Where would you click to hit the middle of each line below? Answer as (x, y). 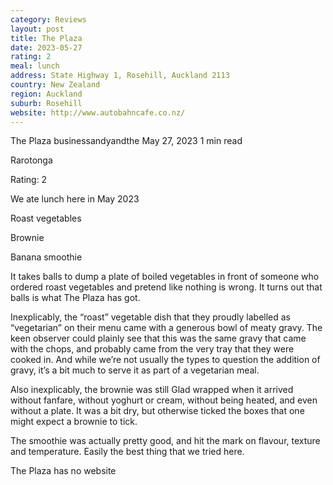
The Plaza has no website (63, 471)
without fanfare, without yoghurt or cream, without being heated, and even (164, 400)
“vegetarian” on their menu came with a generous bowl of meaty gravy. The (166, 328)
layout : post (37, 29)
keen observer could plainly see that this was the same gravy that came (158, 338)
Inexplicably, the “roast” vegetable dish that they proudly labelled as (150, 317)
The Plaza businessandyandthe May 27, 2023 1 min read (126, 141)
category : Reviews (48, 19)
